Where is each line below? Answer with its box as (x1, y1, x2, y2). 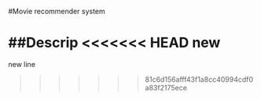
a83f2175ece (145, 83, 187, 92)
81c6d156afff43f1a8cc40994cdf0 (145, 74, 254, 84)
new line (8, 59, 35, 69)
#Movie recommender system (8, 7, 106, 16)
